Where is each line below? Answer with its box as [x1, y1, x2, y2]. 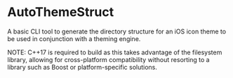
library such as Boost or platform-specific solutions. [7, 63, 158, 71]
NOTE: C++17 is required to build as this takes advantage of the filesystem [7, 48, 222, 56]
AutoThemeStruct [7, 4, 114, 20]
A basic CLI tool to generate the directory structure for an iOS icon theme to [7, 27, 227, 36]
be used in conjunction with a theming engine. [7, 34, 141, 42]
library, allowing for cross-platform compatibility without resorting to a [7, 55, 210, 63]
